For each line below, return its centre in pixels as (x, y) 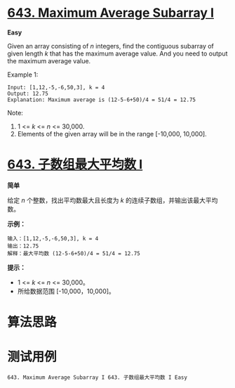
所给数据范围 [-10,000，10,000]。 (66, 291)
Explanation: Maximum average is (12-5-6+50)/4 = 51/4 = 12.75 (102, 100)
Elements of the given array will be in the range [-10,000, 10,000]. (112, 134)
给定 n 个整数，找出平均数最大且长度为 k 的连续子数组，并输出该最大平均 (113, 200)
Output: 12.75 (28, 93)
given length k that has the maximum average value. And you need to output (117, 53)
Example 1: (23, 75)
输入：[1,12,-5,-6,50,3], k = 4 (53, 238)
